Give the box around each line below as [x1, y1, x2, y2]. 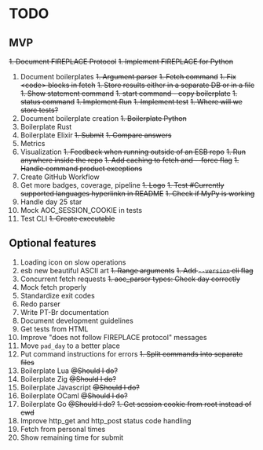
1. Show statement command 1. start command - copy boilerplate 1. [20, 89, 238, 98]
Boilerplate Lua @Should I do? [20, 366, 119, 375]
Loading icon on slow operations [20, 257, 126, 267]
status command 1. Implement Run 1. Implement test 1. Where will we [20, 97, 243, 106]
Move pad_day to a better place [20, 341, 121, 350]
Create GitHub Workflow [20, 172, 100, 181]
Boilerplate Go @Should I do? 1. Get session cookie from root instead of [20, 399, 252, 408]
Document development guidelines [20, 316, 134, 325]
